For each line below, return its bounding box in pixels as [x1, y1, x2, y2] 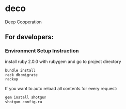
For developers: [5, 33, 54, 41]
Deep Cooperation [5, 19, 42, 25]
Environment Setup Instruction [5, 47, 79, 54]
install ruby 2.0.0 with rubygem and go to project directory [5, 59, 121, 64]
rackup [5, 77, 18, 82]
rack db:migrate [5, 72, 38, 78]
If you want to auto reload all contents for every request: [5, 86, 117, 92]
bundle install [5, 68, 36, 73]
